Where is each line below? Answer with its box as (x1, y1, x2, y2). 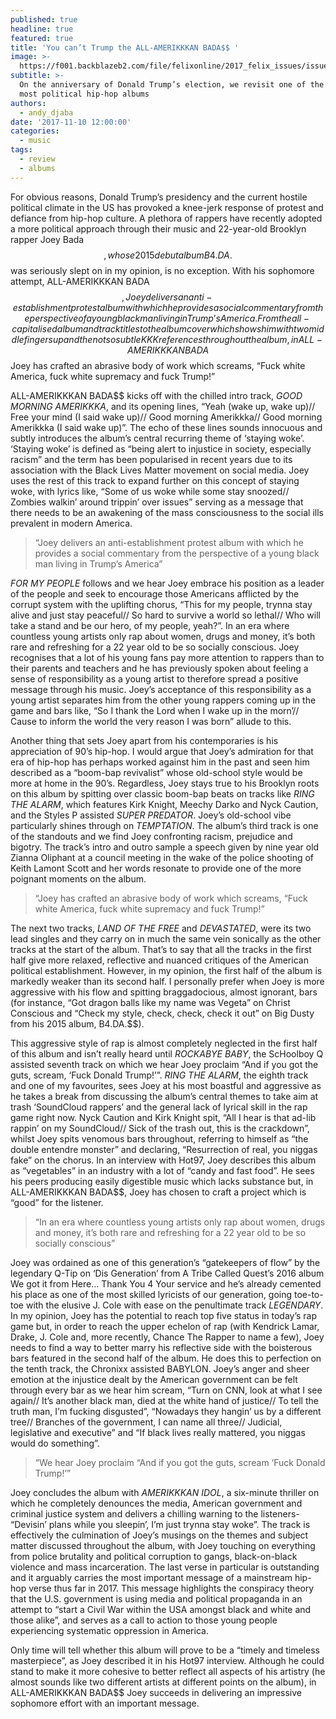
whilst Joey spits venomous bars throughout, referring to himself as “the (10, 1132, 309, 1145)
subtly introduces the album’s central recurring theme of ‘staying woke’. (10, 432, 305, 444)
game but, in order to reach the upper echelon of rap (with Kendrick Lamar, (10, 1320, 320, 1332)
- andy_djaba (19, 107, 74, 118)
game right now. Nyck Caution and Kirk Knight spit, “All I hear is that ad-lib (10, 1111, 317, 1123)
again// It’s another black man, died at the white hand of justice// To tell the (10, 1394, 319, 1406)
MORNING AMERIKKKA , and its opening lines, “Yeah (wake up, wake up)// (10, 400, 316, 412)
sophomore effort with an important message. (10, 1697, 200, 1709)
